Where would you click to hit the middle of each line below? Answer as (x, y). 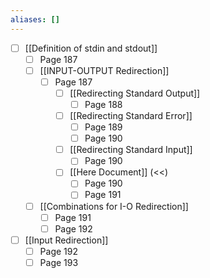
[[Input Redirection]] (66, 240)
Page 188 (103, 104)
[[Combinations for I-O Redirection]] (114, 206)
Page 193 (59, 262)
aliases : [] (35, 19)
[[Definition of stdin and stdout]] (91, 48)
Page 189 (103, 127)
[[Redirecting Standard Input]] (131, 150)
